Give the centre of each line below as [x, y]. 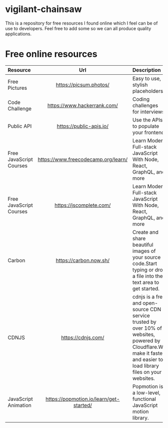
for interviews [148, 111]
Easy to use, [147, 78]
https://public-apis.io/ [83, 126]
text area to [146, 282]
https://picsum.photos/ [83, 85]
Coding [141, 99]
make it [141, 353]
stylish [140, 85]
